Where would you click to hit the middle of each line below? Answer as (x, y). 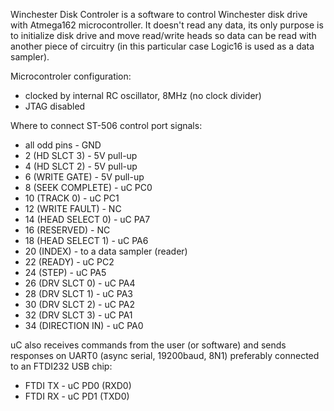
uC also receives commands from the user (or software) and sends (148, 345)
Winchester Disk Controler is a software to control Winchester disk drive (159, 14)
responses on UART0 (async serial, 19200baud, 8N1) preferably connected (165, 355)
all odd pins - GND (63, 145)
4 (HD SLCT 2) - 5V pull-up (81, 166)
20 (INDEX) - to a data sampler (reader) (106, 251)
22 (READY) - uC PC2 (69, 262)
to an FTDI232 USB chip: (61, 366)
